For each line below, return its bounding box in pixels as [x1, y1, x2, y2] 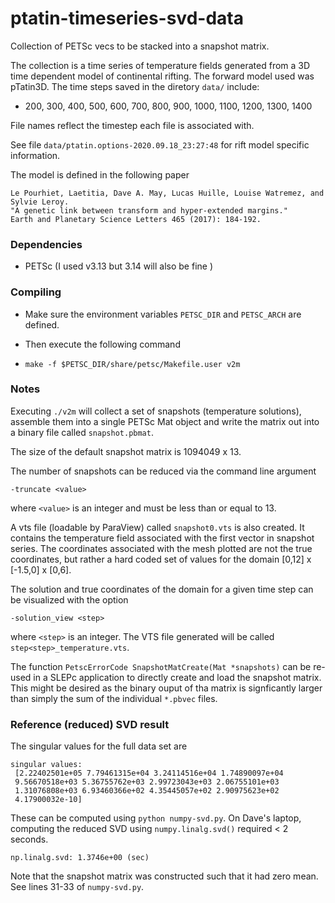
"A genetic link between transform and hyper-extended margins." [10, 205, 288, 216]
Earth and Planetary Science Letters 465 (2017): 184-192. [10, 214, 262, 224]
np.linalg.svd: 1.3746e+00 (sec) [10, 853, 150, 863]
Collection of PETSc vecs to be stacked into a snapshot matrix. [10, 40, 270, 52]
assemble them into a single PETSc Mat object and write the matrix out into [10, 415, 320, 427]
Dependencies [10, 237, 83, 251]
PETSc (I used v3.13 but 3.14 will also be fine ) [24, 260, 214, 272]
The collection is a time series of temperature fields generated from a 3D [10, 59, 311, 71]
